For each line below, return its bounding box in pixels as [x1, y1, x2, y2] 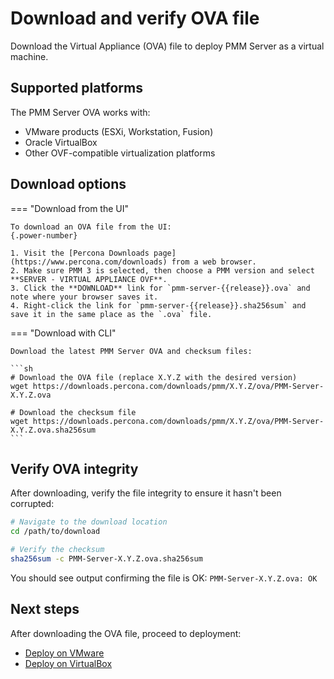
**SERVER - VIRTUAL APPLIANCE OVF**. [10, 274, 168, 284]
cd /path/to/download [10, 527, 101, 537]
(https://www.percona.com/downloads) [10, 257, 168, 267]
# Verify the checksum [10, 545, 105, 555]
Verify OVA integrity [10, 460, 139, 477]
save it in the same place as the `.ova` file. [10, 309, 213, 319]
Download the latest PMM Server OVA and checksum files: [10, 346, 253, 356]
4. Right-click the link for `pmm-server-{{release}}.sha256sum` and [10, 300, 307, 311]
